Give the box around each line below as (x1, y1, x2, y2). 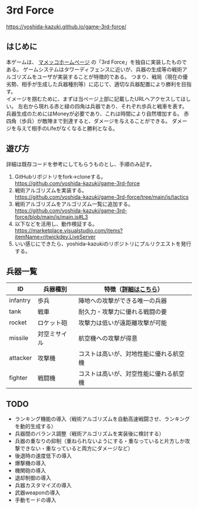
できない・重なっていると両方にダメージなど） (19, 445, 134, 452)
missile (9, 334, 28, 342)
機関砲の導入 (14, 467, 46, 474)
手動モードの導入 (14, 497, 57, 504)
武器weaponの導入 (14, 489, 61, 496)
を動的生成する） (14, 423, 57, 430)
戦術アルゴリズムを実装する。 (14, 186, 87, 193)
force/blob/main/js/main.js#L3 (14, 213, 88, 220)
